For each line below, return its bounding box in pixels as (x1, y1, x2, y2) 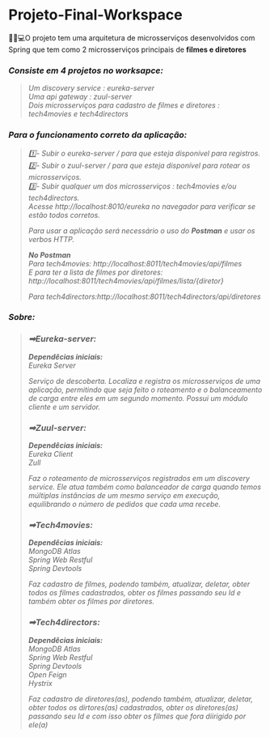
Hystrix (27, 678, 53, 688)
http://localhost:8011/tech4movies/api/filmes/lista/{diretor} (27, 275, 224, 285)
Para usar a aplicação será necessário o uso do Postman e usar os (27, 225, 255, 236)
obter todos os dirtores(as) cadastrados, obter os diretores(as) (27, 702, 238, 712)
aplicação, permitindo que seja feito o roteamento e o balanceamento (27, 385, 263, 394)
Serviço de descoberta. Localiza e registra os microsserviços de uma (27, 376, 261, 386)
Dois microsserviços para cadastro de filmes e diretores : (27, 100, 220, 110)
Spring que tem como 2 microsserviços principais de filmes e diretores (8, 45, 247, 54)
